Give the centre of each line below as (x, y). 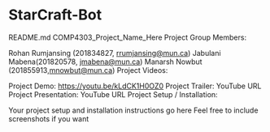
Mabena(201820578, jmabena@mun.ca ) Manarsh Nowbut (105, 62)
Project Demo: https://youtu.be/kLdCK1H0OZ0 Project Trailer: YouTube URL (135, 86)
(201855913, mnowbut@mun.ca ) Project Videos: (88, 70)
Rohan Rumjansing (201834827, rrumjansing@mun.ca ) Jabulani (115, 53)
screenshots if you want (49, 118)
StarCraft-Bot (55, 15)
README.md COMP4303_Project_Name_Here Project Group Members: (127, 37)
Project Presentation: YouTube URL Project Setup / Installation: (113, 94)
